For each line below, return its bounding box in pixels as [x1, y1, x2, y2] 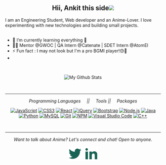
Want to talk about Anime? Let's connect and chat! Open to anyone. [13, 136, 153, 142]
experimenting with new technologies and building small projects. [5, 22, 139, 28]
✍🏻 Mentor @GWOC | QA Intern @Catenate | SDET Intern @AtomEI [12, 42, 149, 48]
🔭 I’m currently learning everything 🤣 [12, 37, 87, 43]
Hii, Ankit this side [51, 4, 110, 12]
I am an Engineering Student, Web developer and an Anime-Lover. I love [5, 17, 152, 23]
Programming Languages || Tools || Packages [29, 98, 137, 104]
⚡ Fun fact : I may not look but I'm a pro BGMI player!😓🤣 [12, 48, 127, 54]
